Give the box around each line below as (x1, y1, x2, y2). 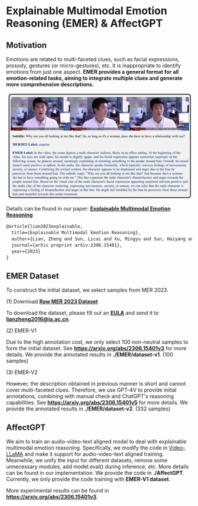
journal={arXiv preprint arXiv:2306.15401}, (11, 242, 123, 248)
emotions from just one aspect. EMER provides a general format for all (6, 68, 179, 75)
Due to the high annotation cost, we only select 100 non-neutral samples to (6, 339, 189, 346)
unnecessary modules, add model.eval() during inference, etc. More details (6, 463, 189, 470)
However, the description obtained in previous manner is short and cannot (6, 380, 186, 387)
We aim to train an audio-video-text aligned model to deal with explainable (6, 438, 187, 445)
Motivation (6, 40, 47, 50)
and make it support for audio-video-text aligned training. (24, 451, 164, 458)
